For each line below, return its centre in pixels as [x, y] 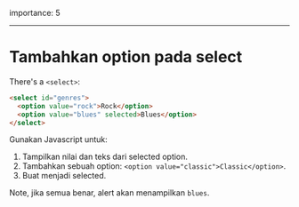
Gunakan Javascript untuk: [59, 139]
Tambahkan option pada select [126, 57]
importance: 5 [35, 13]
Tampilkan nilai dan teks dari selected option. [105, 157]
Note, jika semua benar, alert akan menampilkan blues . [109, 193]
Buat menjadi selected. [64, 176]
